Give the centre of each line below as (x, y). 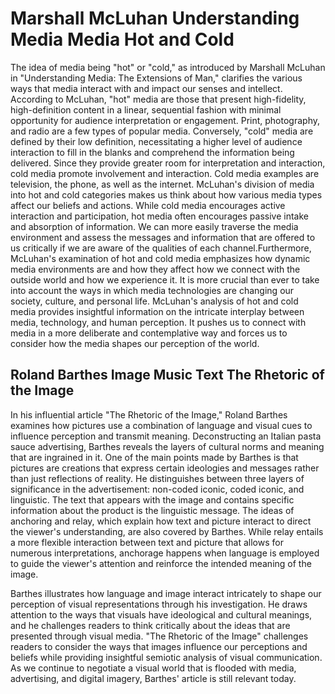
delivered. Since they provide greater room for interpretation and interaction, (168, 163)
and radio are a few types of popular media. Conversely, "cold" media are (162, 131)
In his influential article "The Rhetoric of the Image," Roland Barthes (149, 414)
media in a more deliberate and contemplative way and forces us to (149, 333)
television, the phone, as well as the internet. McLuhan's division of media (162, 184)
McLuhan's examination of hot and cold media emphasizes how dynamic (160, 258)
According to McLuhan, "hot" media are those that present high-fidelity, (158, 99)
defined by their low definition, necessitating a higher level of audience (156, 141)
